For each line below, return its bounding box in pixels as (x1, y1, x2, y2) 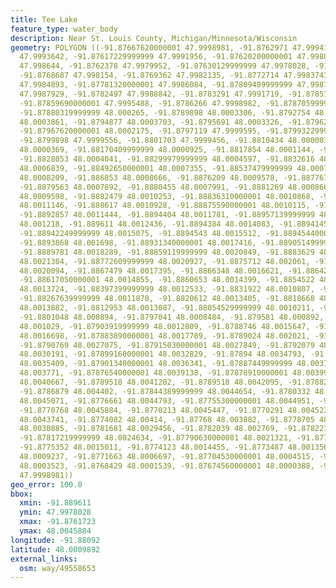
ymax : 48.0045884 (19, 526, 92, 536)
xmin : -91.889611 (19, 498, 92, 508)
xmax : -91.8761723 (19, 517, 97, 527)
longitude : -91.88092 (10, 535, 101, 545)
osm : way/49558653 (19, 563, 97, 573)
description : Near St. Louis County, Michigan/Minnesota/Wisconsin (10, 33, 298, 43)
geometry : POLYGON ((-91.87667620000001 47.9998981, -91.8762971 (10, 42, 288, 53)
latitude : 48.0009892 (10, 544, 101, 555)
